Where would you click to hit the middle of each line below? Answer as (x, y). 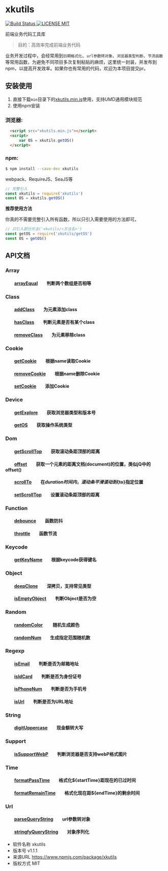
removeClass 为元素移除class (50, 335)
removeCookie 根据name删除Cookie (57, 373)
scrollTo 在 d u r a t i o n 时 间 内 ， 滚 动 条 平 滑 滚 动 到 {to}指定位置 (79, 482)
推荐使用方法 (19, 209)
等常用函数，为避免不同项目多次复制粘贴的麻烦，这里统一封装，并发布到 (81, 62)
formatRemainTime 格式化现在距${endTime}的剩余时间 (77, 793)
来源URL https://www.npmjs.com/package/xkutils (65, 857)
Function (17, 508)
